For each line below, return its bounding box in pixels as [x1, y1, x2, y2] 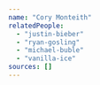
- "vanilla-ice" [16, 54, 76, 63]
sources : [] [8, 63, 52, 72]
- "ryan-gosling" [16, 37, 81, 47]
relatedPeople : [8, 21, 65, 30]
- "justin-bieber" [16, 29, 85, 38]
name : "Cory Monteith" [8, 12, 92, 22]
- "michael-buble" [16, 46, 85, 55]
